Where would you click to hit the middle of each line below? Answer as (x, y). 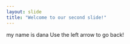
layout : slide (24, 12)
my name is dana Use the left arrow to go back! (65, 34)
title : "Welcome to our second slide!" (57, 17)
